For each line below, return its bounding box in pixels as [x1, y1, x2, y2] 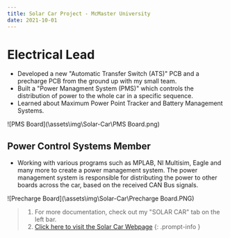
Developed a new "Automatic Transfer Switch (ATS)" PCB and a [17, 70, 199, 78]
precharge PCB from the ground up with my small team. [17, 77, 177, 86]
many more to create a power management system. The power [17, 166, 198, 175]
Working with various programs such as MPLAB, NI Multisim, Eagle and [17, 159, 222, 167]
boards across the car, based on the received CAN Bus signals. [17, 181, 199, 189]
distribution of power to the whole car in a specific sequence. [17, 92, 193, 100]
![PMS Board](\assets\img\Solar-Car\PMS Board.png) [7, 120, 160, 129]
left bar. [34, 215, 57, 223]
